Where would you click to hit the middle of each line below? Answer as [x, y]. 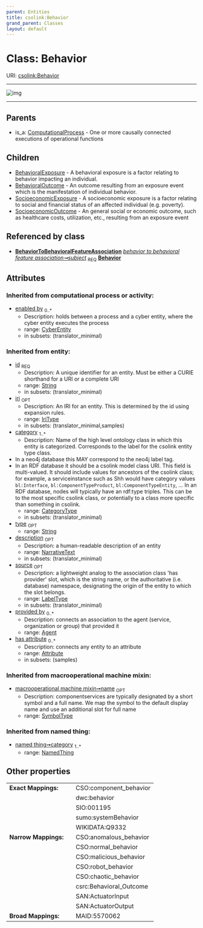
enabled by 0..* [34, 309]
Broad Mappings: [34, 916]
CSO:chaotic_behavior [107, 876]
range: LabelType [46, 598]
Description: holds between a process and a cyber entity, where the [108, 316]
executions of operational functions [59, 139]
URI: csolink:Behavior [33, 76]
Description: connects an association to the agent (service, [97, 619]
